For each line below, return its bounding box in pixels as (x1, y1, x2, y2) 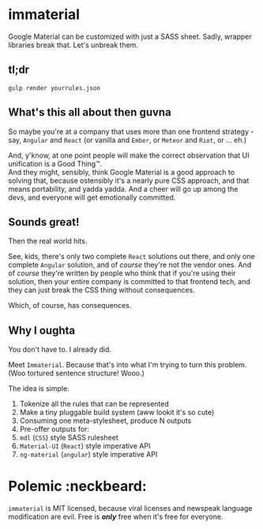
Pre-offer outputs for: (19, 424, 89, 434)
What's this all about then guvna (8, 105, 171, 120)
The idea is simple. (8, 384, 70, 394)
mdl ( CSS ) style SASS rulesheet (19, 433, 118, 443)
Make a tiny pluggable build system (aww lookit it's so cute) (19, 408, 215, 417)
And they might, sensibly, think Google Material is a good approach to (8, 167, 235, 177)
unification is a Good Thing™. (8, 158, 103, 168)
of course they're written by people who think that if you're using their (8, 268, 236, 278)
